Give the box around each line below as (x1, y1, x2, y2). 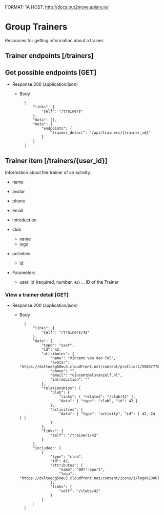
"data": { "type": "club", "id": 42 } (59, 399, 138, 404)
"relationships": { (41, 386, 82, 391)
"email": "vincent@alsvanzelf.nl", (50, 373, 123, 378)
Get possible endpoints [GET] (5, 68, 97, 76)
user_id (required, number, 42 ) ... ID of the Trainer (19, 279, 119, 285)
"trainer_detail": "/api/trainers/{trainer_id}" (50, 130, 151, 135)
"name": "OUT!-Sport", (59, 467, 105, 472)
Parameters (12, 270, 36, 275)
